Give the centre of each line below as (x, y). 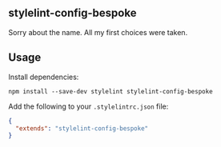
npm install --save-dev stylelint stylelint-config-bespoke (111, 91)
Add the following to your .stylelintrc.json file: (88, 106)
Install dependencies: (44, 77)
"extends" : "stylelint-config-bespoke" (82, 128)
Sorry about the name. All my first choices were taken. (98, 32)
